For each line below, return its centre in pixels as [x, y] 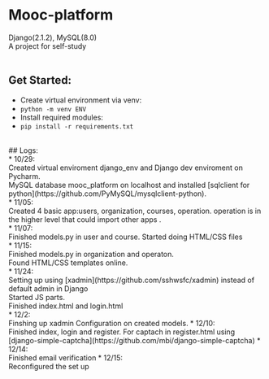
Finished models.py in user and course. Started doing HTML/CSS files [126, 237]
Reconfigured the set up [49, 366]
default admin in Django [48, 288]
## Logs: [23, 150]
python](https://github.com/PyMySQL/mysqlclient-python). [108, 194]
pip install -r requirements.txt [77, 126]
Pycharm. [24, 176]
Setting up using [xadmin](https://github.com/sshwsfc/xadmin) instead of [131, 280]
